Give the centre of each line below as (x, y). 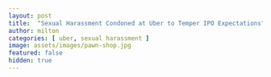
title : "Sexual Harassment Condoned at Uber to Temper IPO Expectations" (137, 23)
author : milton (34, 30)
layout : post (30, 16)
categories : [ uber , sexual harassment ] (79, 38)
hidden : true (30, 61)
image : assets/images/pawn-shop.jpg (70, 46)
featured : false (35, 53)
